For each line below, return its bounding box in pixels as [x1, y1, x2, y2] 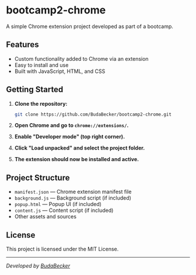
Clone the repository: [14, 100, 68, 107]
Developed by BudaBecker [6, 262, 71, 269]
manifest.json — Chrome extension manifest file [14, 188, 132, 196]
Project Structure [6, 173, 70, 183]
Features [6, 40, 39, 50]
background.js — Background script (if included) [14, 194, 131, 201]
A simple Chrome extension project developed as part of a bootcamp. [6, 23, 174, 30]
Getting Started [6, 85, 64, 95]
